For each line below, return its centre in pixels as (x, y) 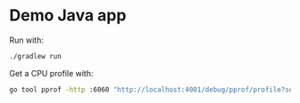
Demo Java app (68, 16)
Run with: (27, 40)
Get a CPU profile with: (51, 73)
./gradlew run (36, 56)
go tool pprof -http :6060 (59, 90)
